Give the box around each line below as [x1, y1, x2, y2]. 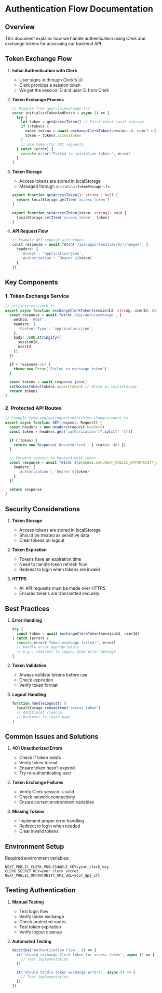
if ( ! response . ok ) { [9, 362, 51, 367]
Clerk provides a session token [19, 82, 81, 88]
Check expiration [19, 677, 54, 683]
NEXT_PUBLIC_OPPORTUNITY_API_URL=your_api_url [5, 873, 100, 878]
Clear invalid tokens [19, 828, 59, 834]
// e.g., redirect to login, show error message [16, 649, 116, 654]
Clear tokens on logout [19, 537, 65, 543]
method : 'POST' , [13, 317, 47, 322]
